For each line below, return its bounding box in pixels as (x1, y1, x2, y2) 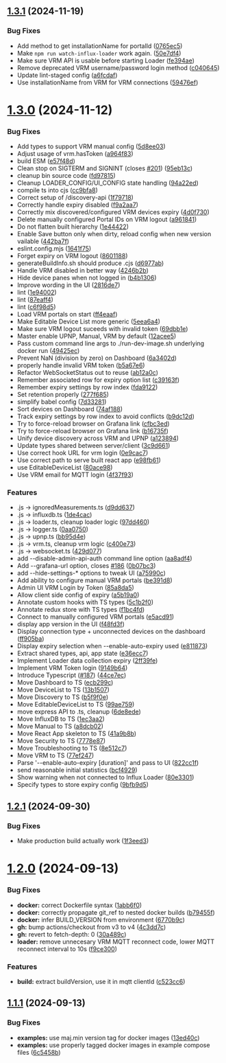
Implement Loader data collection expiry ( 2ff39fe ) (16, 656, 158, 665)
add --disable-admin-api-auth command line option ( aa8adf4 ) (16, 554, 193, 562)
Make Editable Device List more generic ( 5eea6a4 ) (16, 317, 161, 325)
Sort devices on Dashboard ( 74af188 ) (16, 405, 123, 413)
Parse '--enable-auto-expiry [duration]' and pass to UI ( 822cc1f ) (16, 759, 199, 767)
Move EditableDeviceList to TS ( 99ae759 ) (16, 700, 135, 709)
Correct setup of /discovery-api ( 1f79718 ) (16, 194, 134, 202)
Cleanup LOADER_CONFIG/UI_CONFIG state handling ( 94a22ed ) (16, 179, 199, 187)
